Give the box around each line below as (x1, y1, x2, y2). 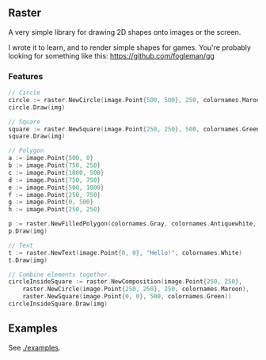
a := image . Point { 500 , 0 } (8, 154, 93, 162)
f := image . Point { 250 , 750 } (8, 191, 101, 199)
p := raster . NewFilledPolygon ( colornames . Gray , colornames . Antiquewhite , (8, 220, 257, 228)
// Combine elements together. (8, 271, 112, 279)
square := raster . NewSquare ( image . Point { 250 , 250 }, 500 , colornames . (8, 125, 243, 133)
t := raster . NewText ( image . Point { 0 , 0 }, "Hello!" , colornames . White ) (8, 248, 243, 256)
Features (8, 70, 44, 81)
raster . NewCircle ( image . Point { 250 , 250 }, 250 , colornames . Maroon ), (22, 285, 249, 294)
